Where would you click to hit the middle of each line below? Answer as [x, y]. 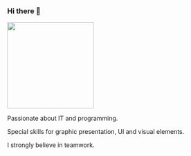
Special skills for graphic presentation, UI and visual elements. [96, 132]
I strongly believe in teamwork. [51, 145]
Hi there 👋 [24, 11]
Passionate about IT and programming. [63, 118]
